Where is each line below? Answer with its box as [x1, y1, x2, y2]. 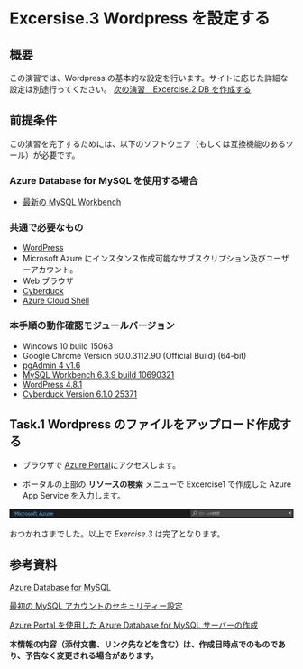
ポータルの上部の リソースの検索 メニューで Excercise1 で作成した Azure [22, 479, 291, 490]
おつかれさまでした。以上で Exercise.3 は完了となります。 [9, 528, 225, 539]
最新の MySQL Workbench [22, 197, 122, 207]
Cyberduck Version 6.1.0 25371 [22, 389, 138, 399]
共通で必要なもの [9, 222, 84, 234]
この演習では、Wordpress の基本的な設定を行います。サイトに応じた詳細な [9, 73, 289, 83]
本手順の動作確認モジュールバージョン [9, 319, 175, 332]
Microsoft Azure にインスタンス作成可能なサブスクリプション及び [22, 253, 266, 264]
